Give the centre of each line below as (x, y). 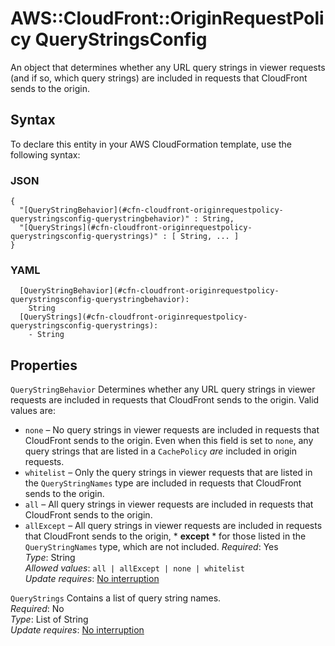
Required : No (37, 609)
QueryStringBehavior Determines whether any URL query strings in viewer (163, 389)
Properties (44, 365)
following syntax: (45, 154)
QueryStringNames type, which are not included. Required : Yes (151, 547)
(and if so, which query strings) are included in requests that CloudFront (159, 78)
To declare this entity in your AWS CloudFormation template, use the (151, 144)
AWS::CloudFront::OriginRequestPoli (167, 18)
